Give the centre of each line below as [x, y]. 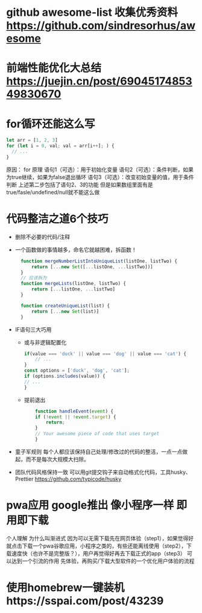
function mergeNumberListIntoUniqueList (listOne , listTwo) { [99, 261]
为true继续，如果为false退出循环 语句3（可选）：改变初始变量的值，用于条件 [100, 177]
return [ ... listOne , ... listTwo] [73, 289]
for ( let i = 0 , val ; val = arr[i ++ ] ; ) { [60, 146]
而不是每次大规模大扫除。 [57, 459]
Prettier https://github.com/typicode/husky [68, 479]
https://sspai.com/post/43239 [85, 601]
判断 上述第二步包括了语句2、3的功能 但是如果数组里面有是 [80, 185]
